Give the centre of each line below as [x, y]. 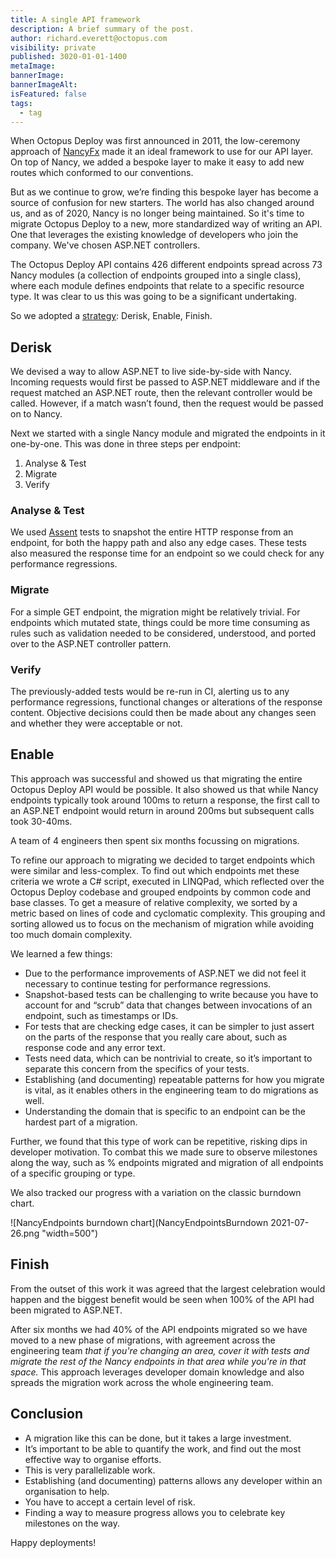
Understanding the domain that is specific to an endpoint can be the [165, 1111]
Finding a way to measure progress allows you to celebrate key [155, 1512]
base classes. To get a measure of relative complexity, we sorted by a [154, 902]
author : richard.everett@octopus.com [89, 38]
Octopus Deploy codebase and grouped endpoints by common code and [161, 892]
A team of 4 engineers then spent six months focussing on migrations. [155, 840]
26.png [25, 1233]
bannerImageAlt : [44, 85]
